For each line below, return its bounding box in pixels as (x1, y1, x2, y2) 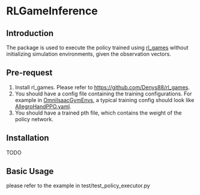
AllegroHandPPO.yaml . (14, 103, 71, 110)
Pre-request (6, 68, 53, 78)
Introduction (6, 28, 54, 38)
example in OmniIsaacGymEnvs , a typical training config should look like (14, 96, 195, 103)
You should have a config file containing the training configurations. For (14, 90, 192, 97)
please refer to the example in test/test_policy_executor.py (6, 182, 150, 190)
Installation (6, 133, 49, 143)
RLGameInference (6, 4, 98, 18)
